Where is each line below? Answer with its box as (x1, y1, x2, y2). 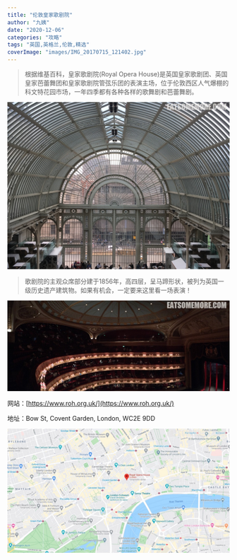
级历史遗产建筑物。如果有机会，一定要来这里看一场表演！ (24, 286, 192, 294)
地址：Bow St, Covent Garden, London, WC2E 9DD (7, 414, 156, 423)
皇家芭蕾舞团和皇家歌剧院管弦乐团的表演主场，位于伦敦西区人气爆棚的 (24, 78, 229, 87)
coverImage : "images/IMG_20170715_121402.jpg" (7, 49, 147, 56)
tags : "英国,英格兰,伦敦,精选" (7, 41, 90, 49)
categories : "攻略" (7, 34, 63, 41)
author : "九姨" (7, 18, 50, 26)
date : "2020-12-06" (7, 26, 65, 33)
